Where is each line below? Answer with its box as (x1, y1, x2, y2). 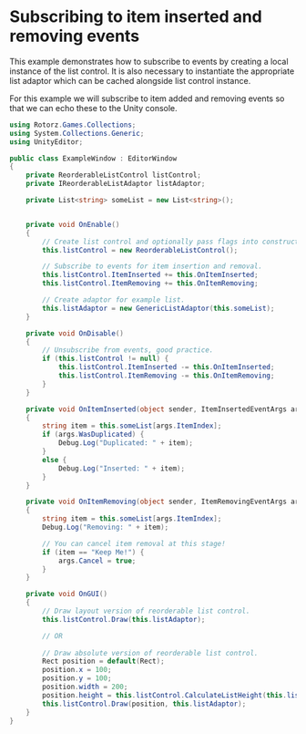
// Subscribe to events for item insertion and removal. (42, 262, 262, 271)
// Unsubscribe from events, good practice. (42, 346, 214, 355)
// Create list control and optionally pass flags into (42, 237, 259, 246)
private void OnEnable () (25, 220, 120, 229)
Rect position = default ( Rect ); (42, 656, 166, 667)
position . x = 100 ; (42, 666, 112, 675)
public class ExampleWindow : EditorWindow (9, 153, 178, 163)
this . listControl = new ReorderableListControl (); (42, 245, 239, 254)
